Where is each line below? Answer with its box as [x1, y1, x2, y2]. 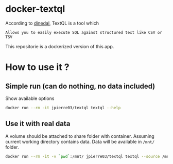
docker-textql [5, 3, 65, 15]
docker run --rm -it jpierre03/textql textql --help [5, 105, 121, 110]
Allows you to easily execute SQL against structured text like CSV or [5, 30, 162, 35]
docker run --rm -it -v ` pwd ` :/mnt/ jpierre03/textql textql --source [5, 154, 160, 159]
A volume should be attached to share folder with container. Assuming [5, 133, 154, 139]
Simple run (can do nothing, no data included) [5, 81, 155, 90]
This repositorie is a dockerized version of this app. [5, 43, 114, 49]
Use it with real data [5, 119, 71, 128]
